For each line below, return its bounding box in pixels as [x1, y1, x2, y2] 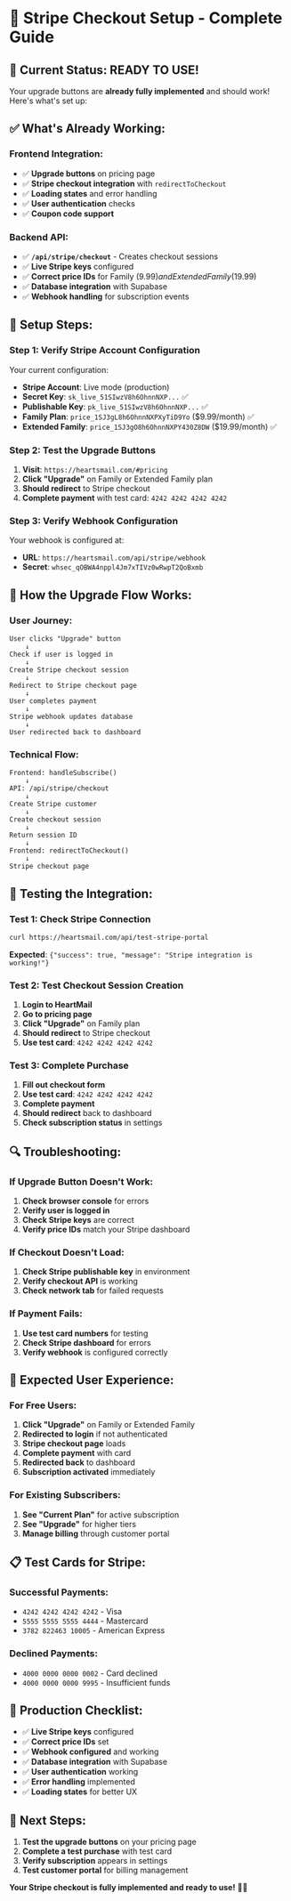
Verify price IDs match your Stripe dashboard [21, 1224, 190, 1235]
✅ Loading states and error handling [21, 188, 158, 198]
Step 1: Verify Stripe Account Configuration [9, 344, 200, 357]
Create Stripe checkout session [9, 665, 129, 675]
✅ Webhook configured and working [21, 1746, 159, 1757]
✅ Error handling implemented [21, 1776, 135, 1787]
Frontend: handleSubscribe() [9, 769, 117, 778]
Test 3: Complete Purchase [9, 1059, 129, 1072]
